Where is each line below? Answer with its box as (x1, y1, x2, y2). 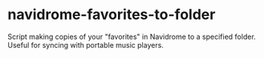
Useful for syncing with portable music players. (7, 40, 164, 49)
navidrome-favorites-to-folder (7, 6, 216, 24)
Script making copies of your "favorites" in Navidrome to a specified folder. (7, 32, 256, 41)
